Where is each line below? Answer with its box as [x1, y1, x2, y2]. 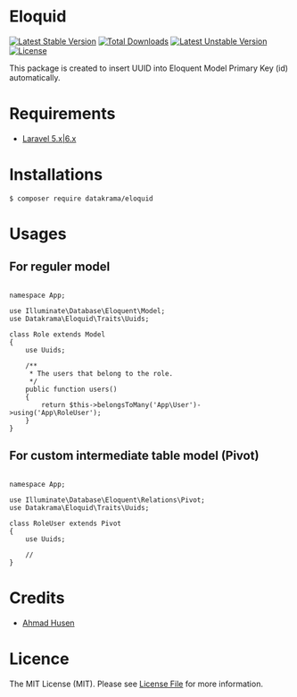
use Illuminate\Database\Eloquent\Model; [9, 306, 166, 315]
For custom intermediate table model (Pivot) [9, 448, 260, 463]
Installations [9, 165, 103, 185]
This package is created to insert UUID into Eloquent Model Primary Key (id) [9, 63, 288, 73]
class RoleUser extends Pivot [9, 519, 122, 528]
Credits [9, 588, 65, 608]
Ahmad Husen [21, 617, 75, 628]
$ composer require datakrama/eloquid [9, 194, 153, 203]
